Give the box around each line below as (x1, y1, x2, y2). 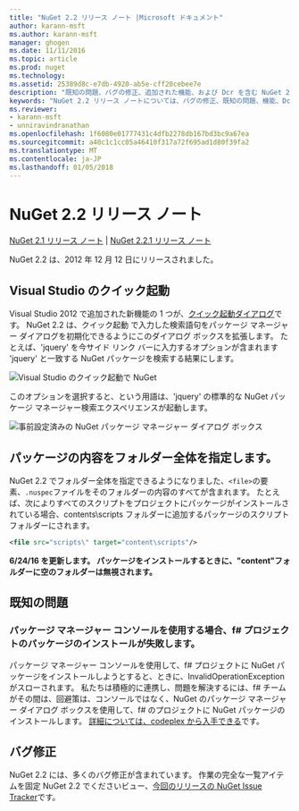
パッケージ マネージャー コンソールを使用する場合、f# (9, 624, 243, 637)
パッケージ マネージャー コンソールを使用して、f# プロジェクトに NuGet (9, 659, 275, 671)
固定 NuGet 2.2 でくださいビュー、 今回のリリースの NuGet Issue (24, 781, 262, 791)
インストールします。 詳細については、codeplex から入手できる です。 (9, 715, 265, 726)
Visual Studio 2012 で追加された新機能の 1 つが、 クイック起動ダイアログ (9, 308, 275, 319)
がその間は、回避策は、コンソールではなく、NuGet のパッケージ (9, 693, 246, 704)
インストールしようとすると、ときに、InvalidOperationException (47, 671, 286, 681)
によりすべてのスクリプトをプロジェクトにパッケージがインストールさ (32, 497, 290, 508)
